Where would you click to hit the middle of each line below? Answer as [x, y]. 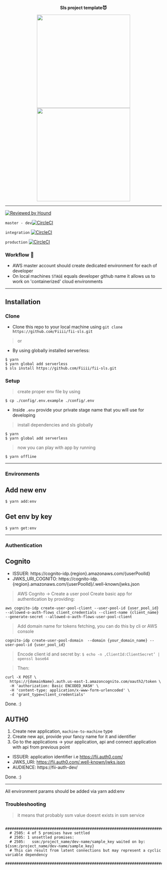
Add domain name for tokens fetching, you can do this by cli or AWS [87, 626]
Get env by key [29, 517]
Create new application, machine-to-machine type [62, 731]
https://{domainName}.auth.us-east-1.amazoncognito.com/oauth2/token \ [85, 681]
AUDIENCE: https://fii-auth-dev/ [45, 767]
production [16, 242]
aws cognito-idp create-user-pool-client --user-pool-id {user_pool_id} [82, 608]
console [25, 631]
